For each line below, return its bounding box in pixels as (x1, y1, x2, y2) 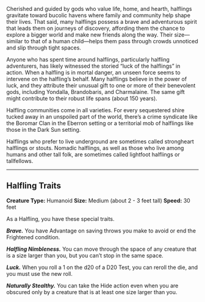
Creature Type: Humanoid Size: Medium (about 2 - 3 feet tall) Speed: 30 (6, 196, 190, 204)
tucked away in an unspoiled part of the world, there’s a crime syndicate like (6, 113, 198, 120)
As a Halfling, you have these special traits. (6, 215, 115, 222)
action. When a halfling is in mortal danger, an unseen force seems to (6, 69, 181, 76)
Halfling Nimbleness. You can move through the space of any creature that (6, 245, 197, 253)
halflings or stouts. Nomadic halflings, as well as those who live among (6, 145, 184, 151)
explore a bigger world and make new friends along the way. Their (6, 31, 173, 38)
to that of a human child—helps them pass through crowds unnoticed (24, 38, 198, 45)
